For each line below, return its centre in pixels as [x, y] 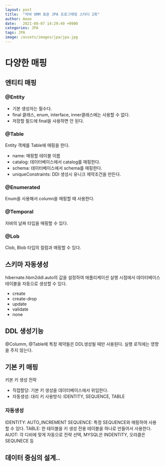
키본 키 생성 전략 [21, 380]
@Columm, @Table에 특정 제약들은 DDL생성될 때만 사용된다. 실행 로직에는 [77, 344]
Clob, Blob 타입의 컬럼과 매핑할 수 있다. [43, 248]
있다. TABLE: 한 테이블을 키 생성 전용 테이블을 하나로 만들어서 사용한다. [83, 428]
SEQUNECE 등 [19, 441]
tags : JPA [15, 33]
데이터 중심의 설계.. [33, 458]
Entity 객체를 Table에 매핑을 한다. [37, 145]
